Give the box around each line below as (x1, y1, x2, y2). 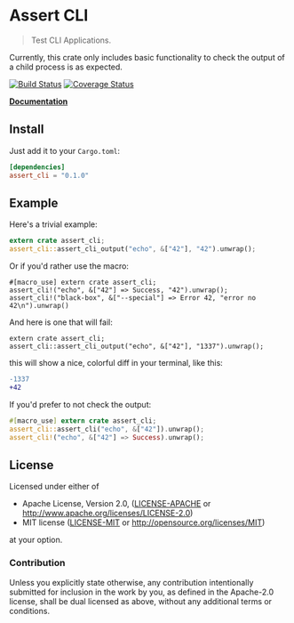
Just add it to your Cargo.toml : (9, 145, 120, 156)
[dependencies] (9, 162, 66, 172)
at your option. (9, 535, 63, 546)
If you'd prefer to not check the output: (9, 399, 152, 409)
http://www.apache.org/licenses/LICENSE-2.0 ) (21, 508, 194, 519)
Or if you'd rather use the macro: (9, 261, 129, 271)
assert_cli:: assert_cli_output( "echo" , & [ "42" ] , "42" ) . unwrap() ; (9, 245, 256, 254)
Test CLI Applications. (30, 35, 112, 45)
